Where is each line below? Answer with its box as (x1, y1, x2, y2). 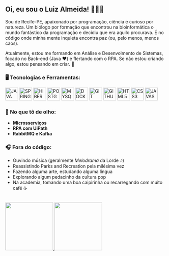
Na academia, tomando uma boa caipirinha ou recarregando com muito (12, 179, 163, 185)
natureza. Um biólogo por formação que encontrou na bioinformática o (5, 24, 154, 30)
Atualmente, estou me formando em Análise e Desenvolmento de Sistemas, (5, 50, 163, 56)
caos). (5, 40, 19, 46)
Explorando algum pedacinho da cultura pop (12, 174, 106, 180)
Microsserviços (12, 120, 47, 126)
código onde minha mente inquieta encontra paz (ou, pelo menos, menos (5, 35, 159, 41)
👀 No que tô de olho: (5, 108, 56, 116)
